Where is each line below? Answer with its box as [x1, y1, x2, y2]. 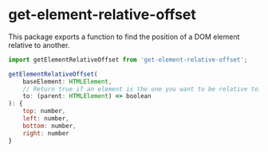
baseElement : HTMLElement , [22, 77, 112, 85]
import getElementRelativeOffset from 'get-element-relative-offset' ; [8, 56, 248, 64]
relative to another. [8, 40, 70, 49]
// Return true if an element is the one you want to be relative [22, 85, 248, 93]
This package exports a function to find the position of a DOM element [8, 32, 240, 41]
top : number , [22, 107, 66, 115]
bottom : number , [22, 122, 77, 130]
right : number [22, 129, 69, 137]
